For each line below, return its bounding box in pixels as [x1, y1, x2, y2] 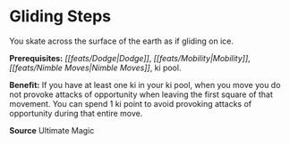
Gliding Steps [9, 6, 112, 27]
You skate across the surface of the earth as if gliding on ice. [9, 36, 235, 46]
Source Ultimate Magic [9, 125, 95, 135]
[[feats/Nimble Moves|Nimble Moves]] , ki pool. [9, 62, 182, 73]
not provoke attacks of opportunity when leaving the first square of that [9, 89, 273, 100]
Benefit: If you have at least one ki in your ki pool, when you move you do [9, 79, 281, 90]
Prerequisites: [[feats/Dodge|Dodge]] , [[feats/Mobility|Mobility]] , [9, 52, 251, 63]
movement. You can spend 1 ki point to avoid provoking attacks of [9, 98, 252, 109]
